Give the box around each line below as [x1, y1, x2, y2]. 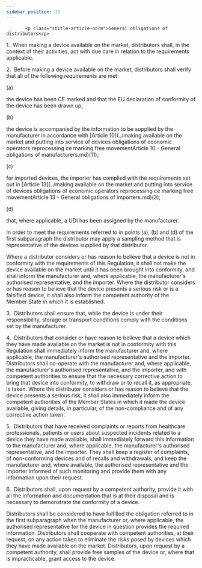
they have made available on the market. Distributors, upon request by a [6, 542, 185, 549]
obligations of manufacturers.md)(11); [6, 151, 99, 158]
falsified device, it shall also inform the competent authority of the [6, 291, 170, 298]
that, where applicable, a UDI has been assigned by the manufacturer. [6, 216, 179, 224]
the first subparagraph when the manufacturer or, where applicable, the [6, 516, 184, 523]
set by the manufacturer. [6, 322, 67, 329]
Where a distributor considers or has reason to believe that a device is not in [6, 253, 195, 260]
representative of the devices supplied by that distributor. [6, 241, 148, 248]
